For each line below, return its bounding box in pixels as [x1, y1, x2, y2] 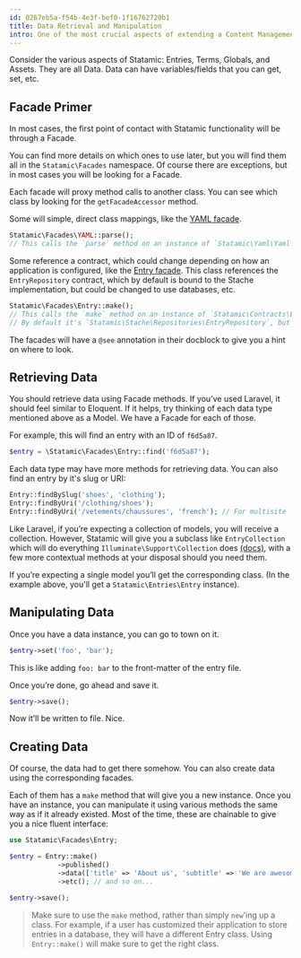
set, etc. [9, 74, 39, 84]
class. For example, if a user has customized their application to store [30, 919, 288, 929]
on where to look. [9, 344, 74, 354]
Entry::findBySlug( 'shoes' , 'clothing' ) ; [9, 491, 167, 500]
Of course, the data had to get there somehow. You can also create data [9, 763, 275, 774]
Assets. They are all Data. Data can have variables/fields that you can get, [9, 64, 282, 74]
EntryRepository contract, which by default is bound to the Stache [9, 274, 254, 285]
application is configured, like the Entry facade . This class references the [9, 265, 279, 275]
